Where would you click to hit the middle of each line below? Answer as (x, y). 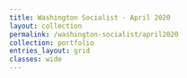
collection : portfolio (52, 43)
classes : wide (36, 59)
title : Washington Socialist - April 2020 (90, 17)
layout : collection (46, 26)
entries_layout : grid (50, 51)
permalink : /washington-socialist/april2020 (94, 34)
